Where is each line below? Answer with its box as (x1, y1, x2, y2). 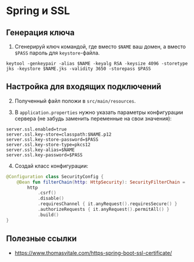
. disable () (37, 196, 65, 201)
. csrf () (37, 190, 57, 196)
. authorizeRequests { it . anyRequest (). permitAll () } (37, 207, 169, 213)
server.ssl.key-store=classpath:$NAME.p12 (6, 131, 112, 137)
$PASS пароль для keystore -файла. (14, 49, 100, 56)
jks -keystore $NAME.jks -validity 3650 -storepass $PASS (6, 66, 151, 72)
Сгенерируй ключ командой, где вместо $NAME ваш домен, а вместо (14, 43, 186, 50)
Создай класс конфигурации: (14, 162, 88, 169)
